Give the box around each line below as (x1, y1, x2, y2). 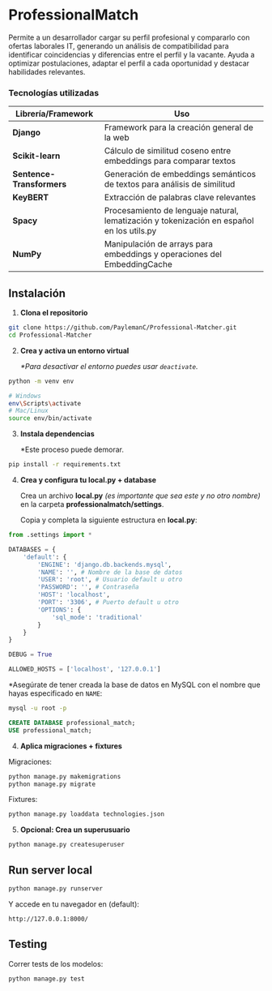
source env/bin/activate (8, 414, 92, 423)
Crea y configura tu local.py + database (19, 475, 156, 485)
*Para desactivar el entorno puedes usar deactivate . (19, 361, 198, 371)
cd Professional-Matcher (8, 331, 92, 339)
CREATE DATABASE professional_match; (8, 719, 136, 727)
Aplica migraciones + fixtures (19, 740, 123, 751)
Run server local (8, 863, 93, 877)
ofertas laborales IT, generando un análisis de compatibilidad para (8, 41, 229, 50)
